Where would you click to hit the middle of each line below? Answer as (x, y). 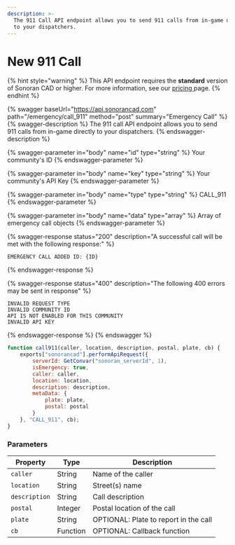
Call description (119, 497)
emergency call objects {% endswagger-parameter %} (86, 223)
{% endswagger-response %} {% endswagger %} (80, 335)
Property (30, 462)
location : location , (62, 380)
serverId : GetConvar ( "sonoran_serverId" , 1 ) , (100, 361)
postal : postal (67, 407)
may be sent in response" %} (49, 291)
